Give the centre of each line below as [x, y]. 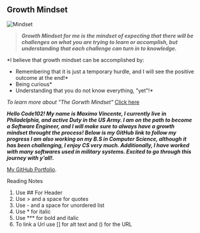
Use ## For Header [39, 192]
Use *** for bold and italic [47, 218]
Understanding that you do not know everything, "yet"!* [84, 90]
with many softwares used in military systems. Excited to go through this [99, 151]
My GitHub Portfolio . [32, 169]
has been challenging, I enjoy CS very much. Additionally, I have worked [98, 145]
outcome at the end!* [42, 77]
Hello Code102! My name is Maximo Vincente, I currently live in [87, 113]
